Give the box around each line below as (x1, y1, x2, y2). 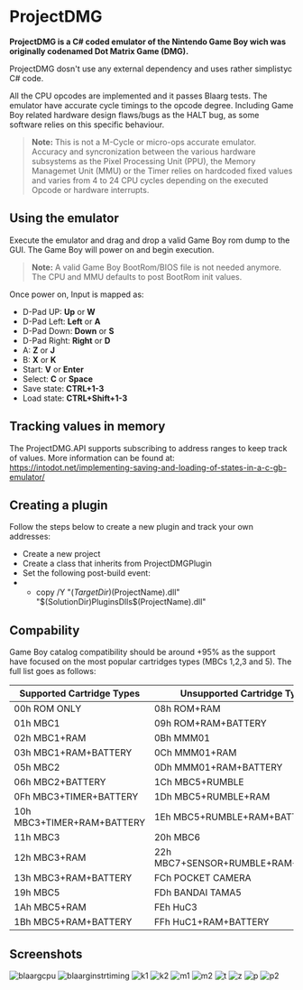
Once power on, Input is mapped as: (9, 289, 144, 300)
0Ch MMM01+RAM (153, 746, 237, 759)
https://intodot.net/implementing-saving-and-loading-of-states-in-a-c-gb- (9, 462, 287, 473)
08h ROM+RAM (153, 702, 221, 715)
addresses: (9, 531, 51, 542)
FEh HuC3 (153, 901, 198, 913)
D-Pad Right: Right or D (22, 335, 111, 346)
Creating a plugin (9, 497, 108, 513)
